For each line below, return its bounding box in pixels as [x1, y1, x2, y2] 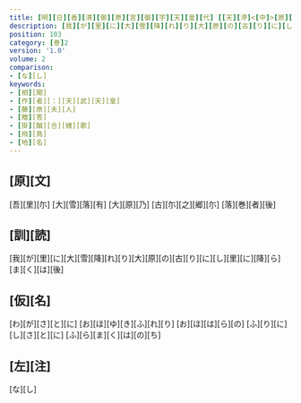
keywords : [9, 80, 47, 89]
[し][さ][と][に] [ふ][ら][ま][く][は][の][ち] [9, 330, 161, 340]
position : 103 [9, 30, 63, 39]
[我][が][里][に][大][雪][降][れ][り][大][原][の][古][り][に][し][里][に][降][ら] [9, 253, 281, 264]
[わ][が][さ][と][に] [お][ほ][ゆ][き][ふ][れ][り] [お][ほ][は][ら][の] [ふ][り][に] [9, 319, 288, 330]
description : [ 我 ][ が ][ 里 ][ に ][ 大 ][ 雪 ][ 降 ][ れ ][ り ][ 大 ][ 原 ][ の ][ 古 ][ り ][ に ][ [9, 21, 287, 30]
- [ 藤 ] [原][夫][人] [9, 105, 77, 114]
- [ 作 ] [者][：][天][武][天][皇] [9, 96, 121, 106]
